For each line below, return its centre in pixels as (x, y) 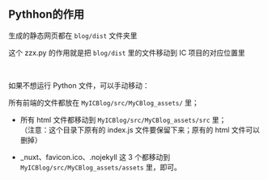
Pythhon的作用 (47, 15)
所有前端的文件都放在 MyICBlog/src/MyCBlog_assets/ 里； (104, 103)
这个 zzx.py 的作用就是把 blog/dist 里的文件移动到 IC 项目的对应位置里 (127, 52)
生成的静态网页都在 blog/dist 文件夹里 (73, 36)
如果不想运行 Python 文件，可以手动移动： (79, 85)
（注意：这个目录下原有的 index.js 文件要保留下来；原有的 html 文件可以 (140, 130)
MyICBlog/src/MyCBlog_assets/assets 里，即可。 (101, 167)
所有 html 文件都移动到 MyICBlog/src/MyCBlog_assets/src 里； (123, 119)
